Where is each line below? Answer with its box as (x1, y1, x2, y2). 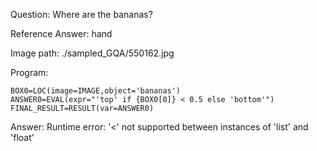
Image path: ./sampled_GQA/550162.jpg (10, 47, 175, 59)
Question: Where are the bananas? (10, 9, 153, 20)
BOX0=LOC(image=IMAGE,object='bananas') (10, 86, 182, 96)
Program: (10, 67, 49, 78)
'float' (10, 132, 35, 143)
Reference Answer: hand (10, 28, 113, 39)
